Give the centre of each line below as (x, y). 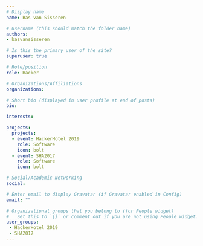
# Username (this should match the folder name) (69, 28)
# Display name (25, 12)
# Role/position (27, 67)
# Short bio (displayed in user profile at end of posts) (81, 100)
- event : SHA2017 (34, 156)
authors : (17, 34)
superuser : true (27, 56)
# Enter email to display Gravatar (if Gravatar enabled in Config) (94, 194)
